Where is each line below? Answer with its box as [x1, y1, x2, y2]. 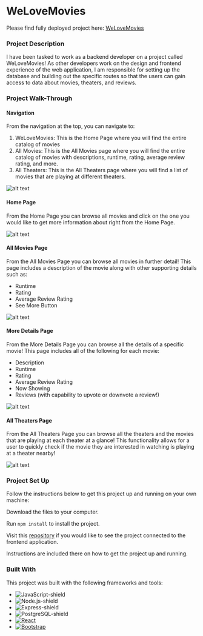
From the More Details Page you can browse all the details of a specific [6, 341, 184, 348]
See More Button [15, 301, 58, 309]
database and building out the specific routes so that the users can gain [6, 73, 186, 80]
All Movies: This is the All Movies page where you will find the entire [15, 147, 185, 155]
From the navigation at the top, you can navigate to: [6, 122, 135, 130]
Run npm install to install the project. [6, 520, 100, 527]
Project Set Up [6, 477, 50, 485]
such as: [6, 270, 28, 278]
